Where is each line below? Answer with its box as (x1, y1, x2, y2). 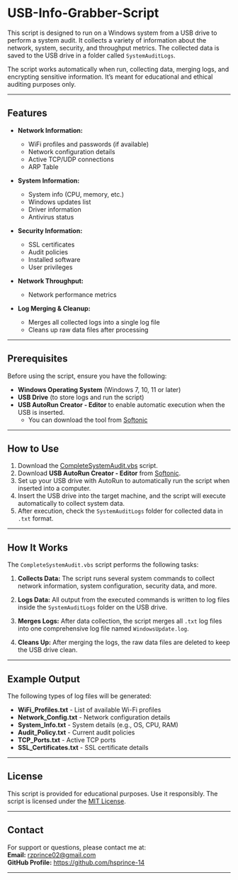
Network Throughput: (17, 276, 84, 285)
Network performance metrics (28, 290, 117, 299)
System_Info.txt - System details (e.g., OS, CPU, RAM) (17, 721, 178, 729)
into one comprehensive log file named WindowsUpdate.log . (17, 624, 189, 633)
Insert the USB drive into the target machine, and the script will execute (17, 491, 226, 500)
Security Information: (17, 226, 83, 235)
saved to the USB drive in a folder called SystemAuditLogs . (7, 51, 176, 60)
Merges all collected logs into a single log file (28, 317, 161, 326)
